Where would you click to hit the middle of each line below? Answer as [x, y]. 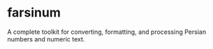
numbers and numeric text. [46, 39]
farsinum [34, 13]
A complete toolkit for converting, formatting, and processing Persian [107, 32]
